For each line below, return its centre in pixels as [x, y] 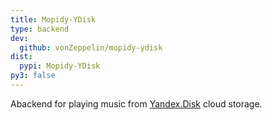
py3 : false [33, 76]
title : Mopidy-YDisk [53, 19]
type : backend [40, 29]
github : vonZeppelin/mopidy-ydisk [91, 47]
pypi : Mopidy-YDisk [60, 66]
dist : [21, 57]
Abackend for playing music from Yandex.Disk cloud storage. [136, 103]
